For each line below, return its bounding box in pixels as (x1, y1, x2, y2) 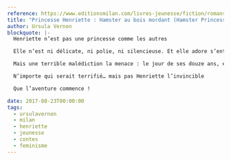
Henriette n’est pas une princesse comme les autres (13, 36, 168, 43)
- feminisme (13, 142, 48, 149)
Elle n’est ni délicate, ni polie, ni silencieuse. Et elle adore (13, 48, 208, 55)
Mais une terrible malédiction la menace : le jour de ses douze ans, (13, 60, 220, 67)
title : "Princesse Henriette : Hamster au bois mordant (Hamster (7, 16, 198, 23)
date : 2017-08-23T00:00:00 (7, 98, 85, 104)
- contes (13, 136, 38, 143)
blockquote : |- (7, 29, 51, 36)
